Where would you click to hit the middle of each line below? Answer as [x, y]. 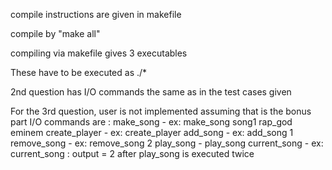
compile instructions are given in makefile [96, 14]
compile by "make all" [55, 33]
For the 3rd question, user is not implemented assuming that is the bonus [161, 111]
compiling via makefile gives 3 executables [99, 53]
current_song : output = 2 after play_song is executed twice [132, 153]
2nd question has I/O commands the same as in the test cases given [151, 92]
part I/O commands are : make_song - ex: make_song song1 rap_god [151, 122]
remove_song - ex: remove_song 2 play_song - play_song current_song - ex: [167, 143]
